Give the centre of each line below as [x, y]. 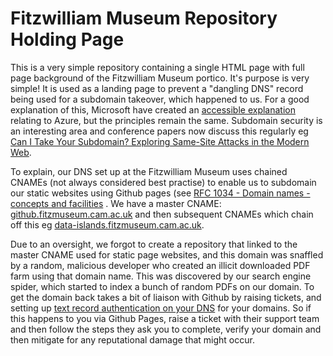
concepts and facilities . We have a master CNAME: [116, 203]
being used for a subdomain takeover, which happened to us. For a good [160, 99]
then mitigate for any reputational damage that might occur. [132, 339]
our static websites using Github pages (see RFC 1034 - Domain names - [160, 193]
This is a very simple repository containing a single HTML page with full [157, 67]
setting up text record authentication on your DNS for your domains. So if [161, 308]
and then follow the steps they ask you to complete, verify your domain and [166, 329]
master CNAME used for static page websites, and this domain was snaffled [167, 254]
